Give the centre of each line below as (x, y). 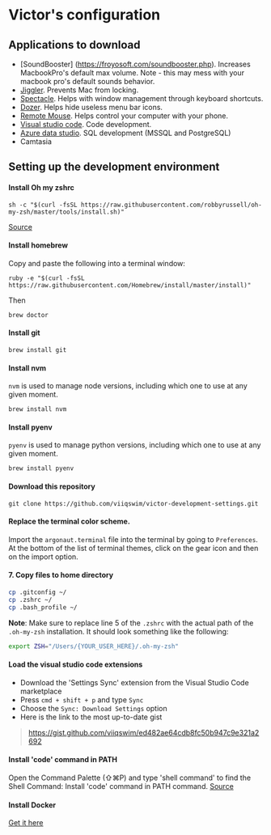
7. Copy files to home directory (61, 575)
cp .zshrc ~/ (30, 600)
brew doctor (28, 315)
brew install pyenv (41, 468)
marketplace (41, 691)
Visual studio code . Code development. (86, 124)
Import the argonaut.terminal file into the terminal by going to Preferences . (133, 539)
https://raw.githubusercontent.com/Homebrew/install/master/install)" (130, 285)
